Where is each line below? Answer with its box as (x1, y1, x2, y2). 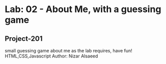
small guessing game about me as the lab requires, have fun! (5, 48, 133, 53)
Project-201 (5, 34, 43, 43)
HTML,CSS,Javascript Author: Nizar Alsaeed (5, 53, 98, 59)
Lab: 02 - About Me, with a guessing (5, 4, 161, 15)
